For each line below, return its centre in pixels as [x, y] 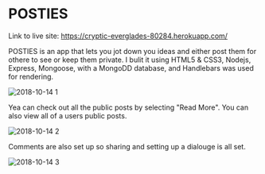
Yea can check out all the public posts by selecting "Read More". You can [129, 107]
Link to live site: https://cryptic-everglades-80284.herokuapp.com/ [118, 36]
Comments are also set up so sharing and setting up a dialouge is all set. [127, 146]
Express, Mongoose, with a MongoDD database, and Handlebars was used [131, 68]
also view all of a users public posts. [68, 115]
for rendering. [31, 76]
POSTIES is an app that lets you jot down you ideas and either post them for [132, 51]
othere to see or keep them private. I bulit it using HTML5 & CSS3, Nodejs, [130, 60]
